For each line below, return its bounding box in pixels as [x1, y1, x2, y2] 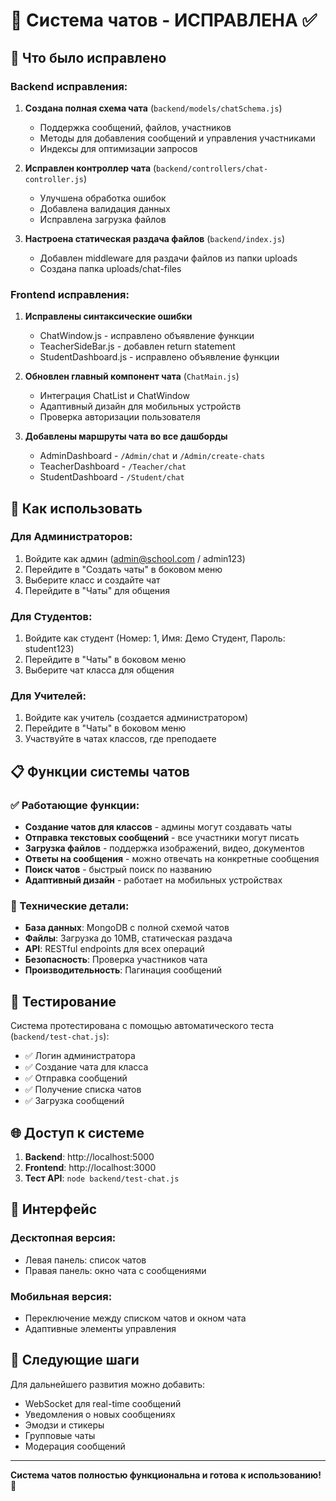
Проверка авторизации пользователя [39, 411, 201, 423]
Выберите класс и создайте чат [24, 574, 161, 586]
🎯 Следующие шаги [10, 1352, 140, 1369]
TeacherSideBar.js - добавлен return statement [39, 340, 236, 353]
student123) [24, 643, 75, 655]
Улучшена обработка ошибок [39, 192, 167, 204]
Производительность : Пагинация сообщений [24, 964, 222, 976]
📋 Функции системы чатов [10, 763, 190, 780]
